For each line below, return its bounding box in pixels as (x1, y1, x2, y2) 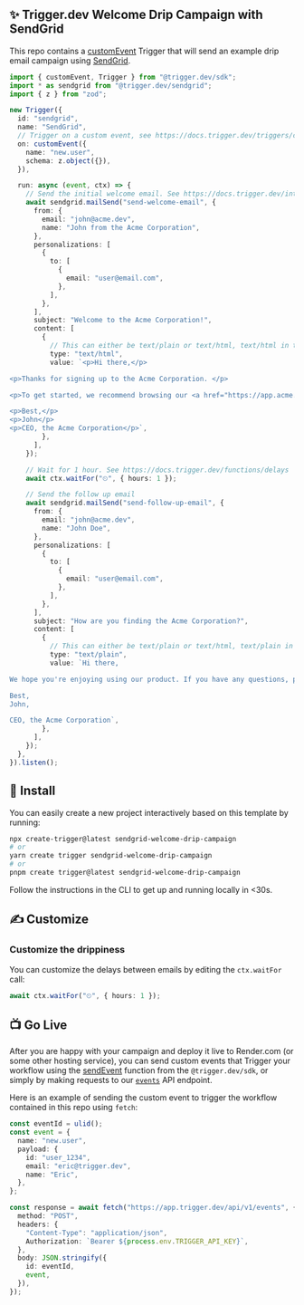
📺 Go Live (9, 1017, 68, 1032)
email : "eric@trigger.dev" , (25, 1161, 131, 1171)
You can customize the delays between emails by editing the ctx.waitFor (9, 964, 282, 974)
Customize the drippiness (9, 944, 125, 956)
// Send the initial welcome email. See (25, 189, 180, 198)
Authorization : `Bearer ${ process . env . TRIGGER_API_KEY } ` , (25, 1236, 249, 1246)
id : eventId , (25, 1262, 75, 1271)
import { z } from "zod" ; (9, 90, 107, 99)
